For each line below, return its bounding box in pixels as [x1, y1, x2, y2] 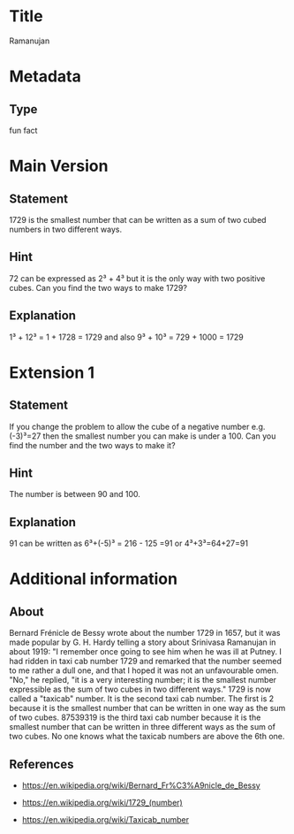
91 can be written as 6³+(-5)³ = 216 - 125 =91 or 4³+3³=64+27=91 [9, 538, 249, 549]
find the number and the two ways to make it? [9, 440, 176, 450]
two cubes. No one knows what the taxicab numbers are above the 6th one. [9, 731, 285, 742]
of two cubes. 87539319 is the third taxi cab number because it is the [9, 712, 261, 723]
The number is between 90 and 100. [9, 489, 141, 500]
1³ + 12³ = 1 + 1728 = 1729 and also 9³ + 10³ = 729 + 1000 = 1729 [9, 332, 245, 342]
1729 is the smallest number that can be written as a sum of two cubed [9, 214, 267, 225]
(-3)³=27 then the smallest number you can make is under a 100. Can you [9, 431, 276, 441]
